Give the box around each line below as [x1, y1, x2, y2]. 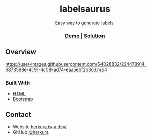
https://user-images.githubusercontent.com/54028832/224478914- [5, 61, 147, 67]
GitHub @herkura [12, 129, 49, 135]
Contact [5, 110, 31, 119]
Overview [5, 48, 37, 56]
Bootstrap [12, 96, 33, 102]
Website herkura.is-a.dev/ [12, 124, 67, 130]
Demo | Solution [65, 32, 105, 39]
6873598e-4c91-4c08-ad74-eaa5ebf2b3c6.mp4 [5, 66, 107, 73]
